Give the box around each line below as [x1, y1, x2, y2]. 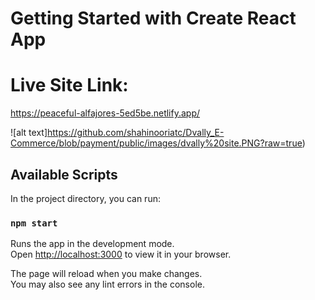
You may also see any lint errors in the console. [10, 278, 205, 291]
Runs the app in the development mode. [10, 238, 175, 250]
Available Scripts [10, 166, 118, 183]
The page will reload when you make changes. [10, 268, 203, 280]
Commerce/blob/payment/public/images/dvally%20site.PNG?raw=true [10, 137, 303, 149]
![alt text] [10, 127, 48, 139]
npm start [10, 217, 58, 229]
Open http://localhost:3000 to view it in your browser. [10, 248, 232, 261]
